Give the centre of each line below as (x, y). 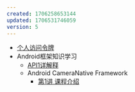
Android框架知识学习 (47, 56)
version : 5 (22, 27)
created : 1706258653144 (41, 14)
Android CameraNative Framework (77, 73)
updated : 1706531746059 (41, 20)
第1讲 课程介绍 (59, 81)
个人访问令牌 (35, 48)
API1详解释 (43, 65)
